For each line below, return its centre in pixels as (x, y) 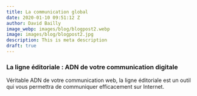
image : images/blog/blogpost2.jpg (50, 35)
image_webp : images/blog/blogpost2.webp (58, 29)
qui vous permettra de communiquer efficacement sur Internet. (85, 87)
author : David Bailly (34, 23)
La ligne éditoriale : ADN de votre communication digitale (92, 67)
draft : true (21, 46)
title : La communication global (47, 12)
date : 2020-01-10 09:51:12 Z (43, 18)
